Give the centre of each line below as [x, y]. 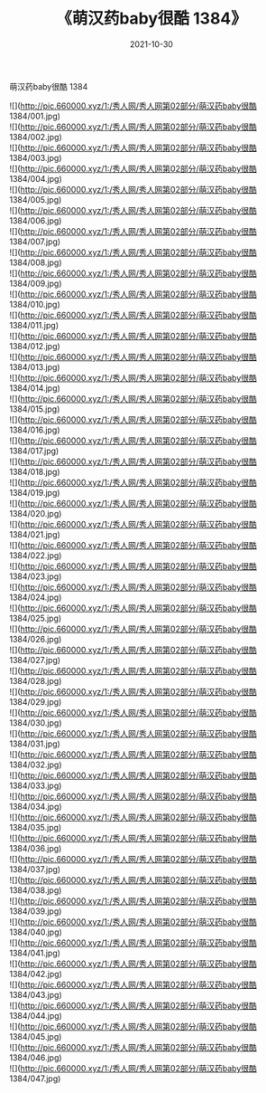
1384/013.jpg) [35, 366]
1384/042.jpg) [36, 974]
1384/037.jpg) [35, 869]
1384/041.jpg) [35, 953]
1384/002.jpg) [36, 137]
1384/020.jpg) [36, 513]
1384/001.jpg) [35, 116]
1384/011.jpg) [34, 325]
